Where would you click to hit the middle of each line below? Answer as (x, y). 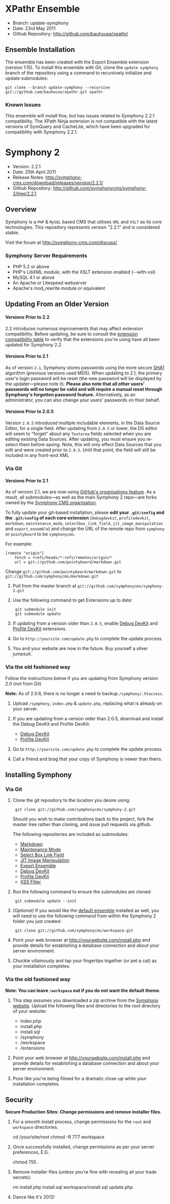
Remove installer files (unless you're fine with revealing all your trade (84, 1172)
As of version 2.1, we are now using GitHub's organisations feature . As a (80, 492)
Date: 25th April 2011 (34, 172)
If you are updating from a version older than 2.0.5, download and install (88, 718)
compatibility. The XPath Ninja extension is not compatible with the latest (81, 121)
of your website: (30, 1011)
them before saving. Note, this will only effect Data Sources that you (90, 445)
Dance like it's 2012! (33, 1197)
